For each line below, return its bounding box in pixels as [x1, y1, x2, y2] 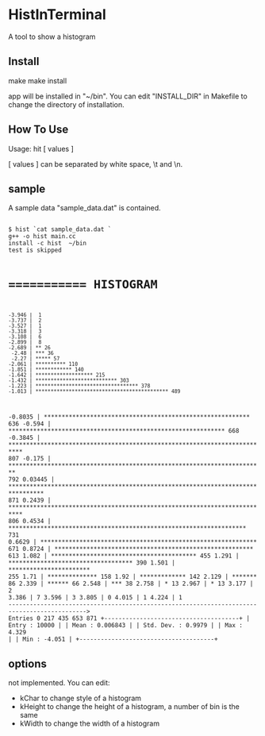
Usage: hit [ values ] [8, 144, 74, 153]
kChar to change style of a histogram [19, 693, 141, 703]
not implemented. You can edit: [8, 678, 110, 688]
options [8, 657, 48, 670]
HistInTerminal [8, 6, 107, 24]
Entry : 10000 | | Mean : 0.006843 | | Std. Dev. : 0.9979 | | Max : [8, 622, 244, 630]
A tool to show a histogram [8, 32, 96, 41]
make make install [8, 75, 67, 85]
